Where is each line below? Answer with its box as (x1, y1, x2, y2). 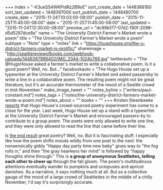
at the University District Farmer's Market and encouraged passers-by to (5, 113, 151, 118)
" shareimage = (74, 46, 106, 51)
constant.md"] (5, 92, 34, 98)
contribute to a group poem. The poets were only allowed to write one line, (5, 118, 155, 124)
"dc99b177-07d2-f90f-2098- (94, 25, 153, 31)
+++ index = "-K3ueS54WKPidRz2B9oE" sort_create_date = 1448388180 (5, 4, 152, 10)
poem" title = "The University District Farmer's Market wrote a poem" (5, 35, 145, 41)
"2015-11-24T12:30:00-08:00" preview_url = (5, 25, 94, 31)
